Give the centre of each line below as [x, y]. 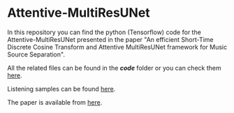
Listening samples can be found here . [61, 89]
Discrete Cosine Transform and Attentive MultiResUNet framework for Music [117, 47]
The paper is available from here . [55, 102]
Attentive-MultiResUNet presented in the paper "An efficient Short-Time [110, 39]
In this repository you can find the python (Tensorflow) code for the [104, 32]
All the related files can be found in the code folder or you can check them [114, 68]
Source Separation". [36, 54]
